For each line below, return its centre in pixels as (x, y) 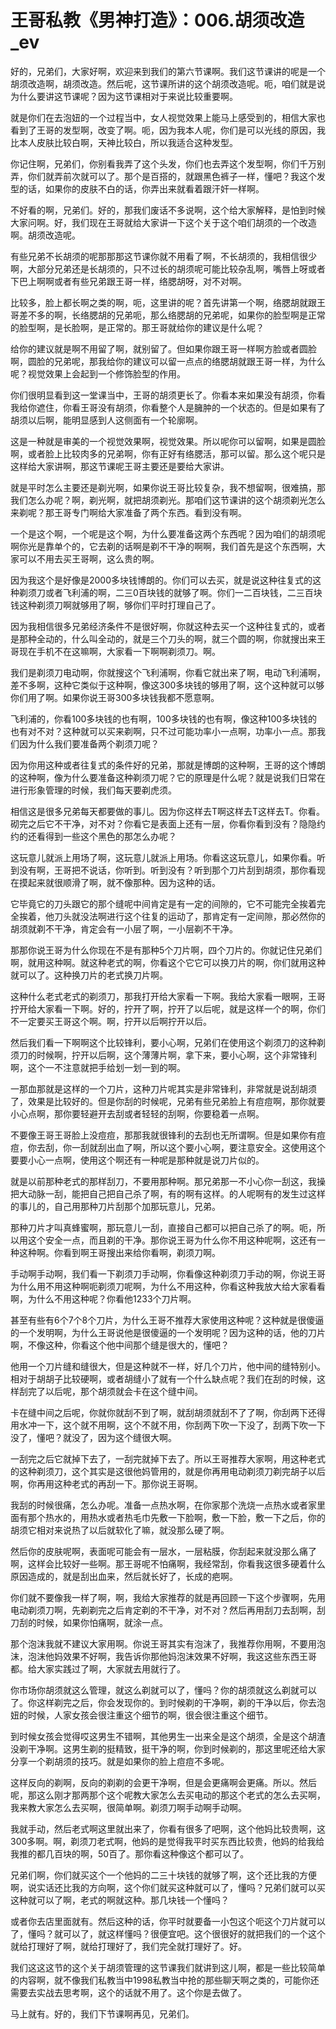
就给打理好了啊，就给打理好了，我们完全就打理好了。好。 (128, 1946)
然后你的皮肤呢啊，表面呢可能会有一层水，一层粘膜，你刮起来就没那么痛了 (163, 1551)
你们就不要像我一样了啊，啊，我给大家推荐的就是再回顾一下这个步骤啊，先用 (168, 1597)
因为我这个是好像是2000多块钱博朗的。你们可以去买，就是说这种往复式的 (161, 580)
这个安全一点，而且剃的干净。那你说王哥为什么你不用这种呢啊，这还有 (172, 1240)
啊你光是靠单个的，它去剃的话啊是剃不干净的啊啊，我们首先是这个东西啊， (163, 546)
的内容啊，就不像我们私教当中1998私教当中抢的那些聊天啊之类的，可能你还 (165, 1980)
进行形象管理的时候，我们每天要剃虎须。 (93, 790)
